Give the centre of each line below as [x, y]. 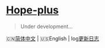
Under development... [46, 26]
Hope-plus [32, 10]
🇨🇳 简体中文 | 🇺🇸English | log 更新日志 [52, 38]
